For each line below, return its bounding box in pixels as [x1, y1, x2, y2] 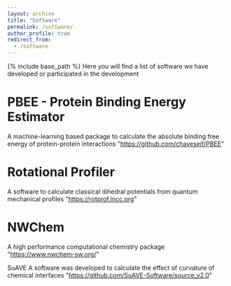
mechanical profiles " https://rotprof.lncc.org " [7, 194, 137, 203]
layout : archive [7, 10, 55, 18]
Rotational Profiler [7, 164, 115, 180]
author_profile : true [7, 29, 71, 37]
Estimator [7, 109, 65, 125]
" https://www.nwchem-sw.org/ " [7, 250, 99, 258]
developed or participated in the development [7, 69, 139, 78]
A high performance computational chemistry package [7, 243, 165, 251]
